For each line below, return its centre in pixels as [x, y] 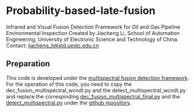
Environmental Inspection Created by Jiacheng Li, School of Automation [93, 33]
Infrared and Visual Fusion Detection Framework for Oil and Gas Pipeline [93, 27]
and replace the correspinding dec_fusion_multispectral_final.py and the [93, 96]
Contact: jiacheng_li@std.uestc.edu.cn [53, 45]
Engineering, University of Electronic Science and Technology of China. [92, 39]
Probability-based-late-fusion [81, 11]
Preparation [28, 64]
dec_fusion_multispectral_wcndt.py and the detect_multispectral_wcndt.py [96, 90]
